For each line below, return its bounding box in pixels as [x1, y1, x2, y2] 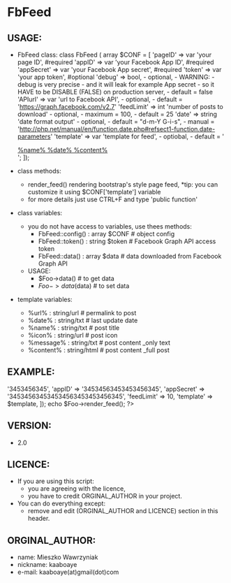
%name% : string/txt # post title [27, 324, 120, 332]
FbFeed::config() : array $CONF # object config [38, 230, 175, 238]
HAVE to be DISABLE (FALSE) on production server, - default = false [17, 88, 213, 96]
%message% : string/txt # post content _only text [27, 338, 171, 347]
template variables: [17, 295, 73, 303]
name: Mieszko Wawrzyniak [17, 553, 98, 561]
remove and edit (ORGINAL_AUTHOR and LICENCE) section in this [27, 507, 218, 515]
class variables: [17, 209, 63, 217]
